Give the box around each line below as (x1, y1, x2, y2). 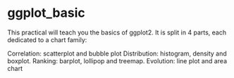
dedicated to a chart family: (7, 35, 87, 44)
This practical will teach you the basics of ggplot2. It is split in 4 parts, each (7, 28, 227, 37)
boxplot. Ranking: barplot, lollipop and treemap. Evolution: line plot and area (7, 56, 228, 65)
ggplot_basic (7, 5, 86, 21)
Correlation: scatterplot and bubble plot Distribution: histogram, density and (7, 49, 227, 58)
